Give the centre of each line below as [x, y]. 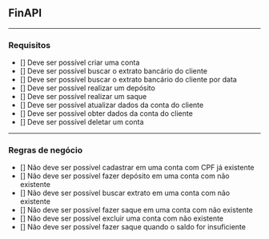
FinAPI [25, 13]
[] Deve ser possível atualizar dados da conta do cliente [112, 105]
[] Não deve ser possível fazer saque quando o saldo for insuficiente [133, 227]
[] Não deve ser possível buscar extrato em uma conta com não [125, 193]
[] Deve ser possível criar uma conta [80, 62]
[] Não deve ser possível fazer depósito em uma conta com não [124, 176]
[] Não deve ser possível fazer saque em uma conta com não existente [137, 210]
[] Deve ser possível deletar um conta [82, 122]
